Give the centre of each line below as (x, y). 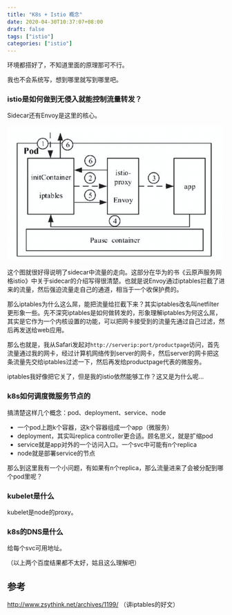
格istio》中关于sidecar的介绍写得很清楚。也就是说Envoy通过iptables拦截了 (113, 281)
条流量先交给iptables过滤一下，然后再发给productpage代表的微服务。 (106, 362)
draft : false (26, 29)
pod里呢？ (28, 476)
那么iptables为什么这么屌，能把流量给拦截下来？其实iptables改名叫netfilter (113, 304)
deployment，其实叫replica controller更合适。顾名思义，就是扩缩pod (115, 436)
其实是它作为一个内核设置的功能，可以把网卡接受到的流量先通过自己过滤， (113, 321)
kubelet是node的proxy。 (42, 512)
